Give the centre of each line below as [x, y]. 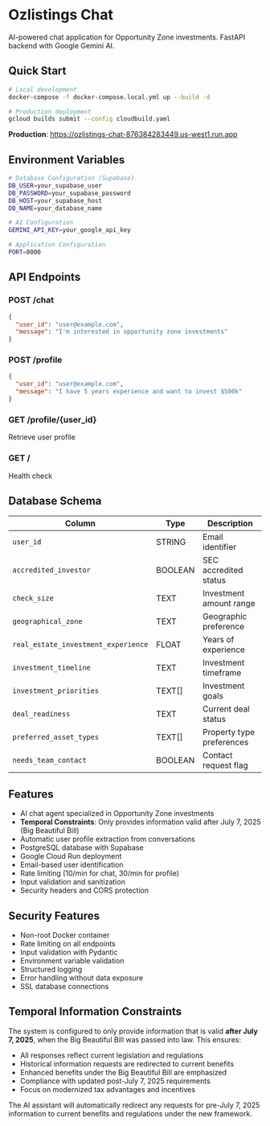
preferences [225, 742]
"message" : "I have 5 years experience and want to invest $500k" [129, 392]
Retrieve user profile [42, 437]
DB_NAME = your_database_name [55, 208]
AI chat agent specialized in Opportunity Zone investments [117, 814]
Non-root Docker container [65, 934]
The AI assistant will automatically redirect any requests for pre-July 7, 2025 [134, 1105]
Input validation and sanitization [73, 882]
